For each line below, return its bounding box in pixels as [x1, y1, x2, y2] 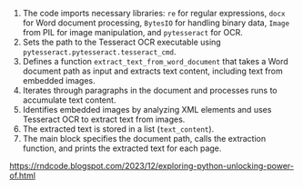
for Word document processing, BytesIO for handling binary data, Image [22, 17, 289, 28]
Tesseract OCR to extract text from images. [22, 114, 186, 124]
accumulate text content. [22, 94, 116, 105]
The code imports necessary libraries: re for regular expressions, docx [22, 8, 286, 18]
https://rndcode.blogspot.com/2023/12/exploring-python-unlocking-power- [9, 161, 294, 171]
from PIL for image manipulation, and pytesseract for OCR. [22, 27, 243, 37]
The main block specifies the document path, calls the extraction [22, 134, 267, 144]
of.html [9, 170, 36, 181]
